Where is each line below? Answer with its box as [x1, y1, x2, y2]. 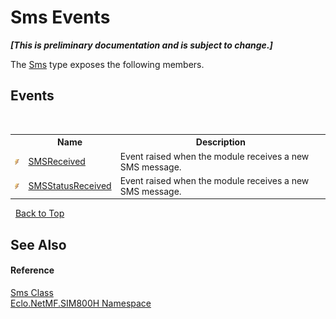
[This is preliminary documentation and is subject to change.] [10, 39, 273, 51]
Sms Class [10, 286, 54, 298]
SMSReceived [28, 156, 86, 167]
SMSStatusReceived [28, 180, 112, 192]
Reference [10, 264, 55, 276]
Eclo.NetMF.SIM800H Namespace [10, 297, 152, 309]
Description [195, 136, 246, 148]
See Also [10, 236, 67, 253]
